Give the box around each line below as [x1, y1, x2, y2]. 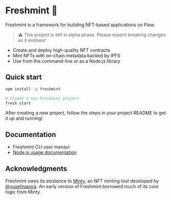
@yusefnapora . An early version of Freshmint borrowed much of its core [5, 184, 159, 189]
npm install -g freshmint [5, 86, 61, 92]
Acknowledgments [5, 164, 68, 173]
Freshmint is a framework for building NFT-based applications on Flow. [5, 22, 156, 28]
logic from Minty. [5, 189, 41, 195]
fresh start [5, 100, 31, 106]
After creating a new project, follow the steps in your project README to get [5, 110, 166, 116]
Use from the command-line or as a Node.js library [12, 58, 121, 64]
